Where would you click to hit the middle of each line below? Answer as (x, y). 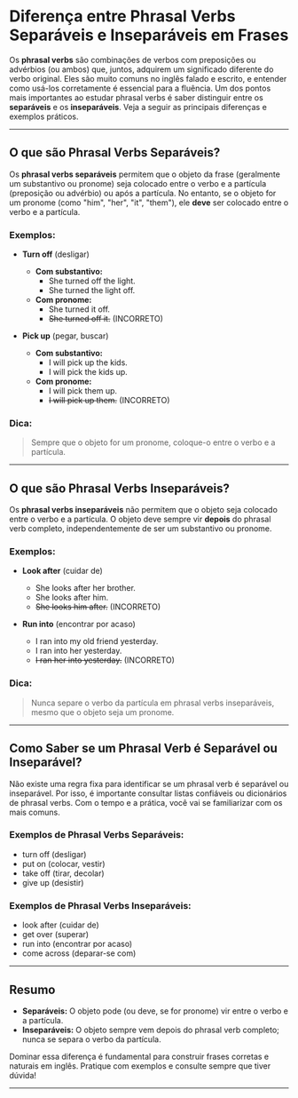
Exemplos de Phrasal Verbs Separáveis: (97, 835)
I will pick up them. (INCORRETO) (109, 401)
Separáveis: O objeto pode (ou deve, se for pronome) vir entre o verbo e (155, 1011)
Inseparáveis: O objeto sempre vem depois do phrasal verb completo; (150, 1030)
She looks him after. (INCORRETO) (98, 607)
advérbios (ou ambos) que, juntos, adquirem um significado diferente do (141, 69)
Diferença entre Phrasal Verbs (122, 16)
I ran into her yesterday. (78, 651)
